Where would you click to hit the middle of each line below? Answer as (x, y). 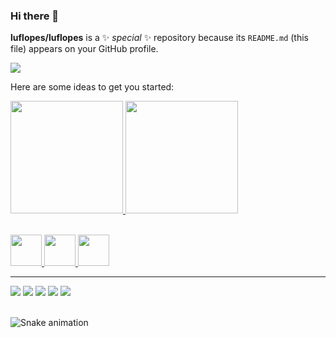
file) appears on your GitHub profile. (84, 49)
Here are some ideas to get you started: (92, 87)
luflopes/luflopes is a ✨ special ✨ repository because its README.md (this (159, 38)
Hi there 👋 (35, 16)
